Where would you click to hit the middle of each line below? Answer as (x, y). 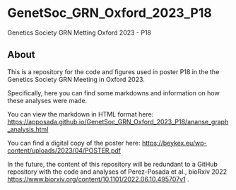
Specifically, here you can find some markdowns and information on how (114, 93)
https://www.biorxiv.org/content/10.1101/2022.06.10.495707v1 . (98, 179)
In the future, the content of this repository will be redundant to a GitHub (112, 164)
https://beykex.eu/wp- (174, 143)
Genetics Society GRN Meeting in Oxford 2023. (76, 79)
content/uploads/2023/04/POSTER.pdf (64, 150)
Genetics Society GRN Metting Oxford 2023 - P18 (79, 32)
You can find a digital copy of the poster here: (74, 143)
